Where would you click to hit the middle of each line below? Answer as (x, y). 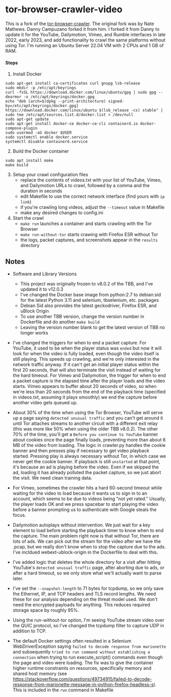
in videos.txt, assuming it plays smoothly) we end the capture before (85, 397)
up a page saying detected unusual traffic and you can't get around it (88, 418)
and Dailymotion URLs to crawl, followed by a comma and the (85, 186)
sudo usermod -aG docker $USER (39, 133)
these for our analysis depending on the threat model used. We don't (85, 599)
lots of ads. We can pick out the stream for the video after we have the (87, 541)
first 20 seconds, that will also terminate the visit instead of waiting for (87, 370)
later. (18, 578)
